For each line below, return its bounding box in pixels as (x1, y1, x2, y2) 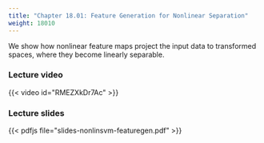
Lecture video (8, 70, 64, 81)
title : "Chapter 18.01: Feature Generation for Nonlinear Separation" (8, 11, 249, 20)
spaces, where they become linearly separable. (8, 50, 165, 59)
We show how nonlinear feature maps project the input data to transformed (8, 41, 257, 50)
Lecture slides (8, 107, 65, 118)
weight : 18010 (8, 19, 56, 27)
